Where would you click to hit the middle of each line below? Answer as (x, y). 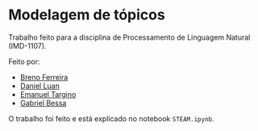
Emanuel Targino (48, 94)
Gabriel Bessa (43, 103)
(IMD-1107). (27, 45)
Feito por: (24, 61)
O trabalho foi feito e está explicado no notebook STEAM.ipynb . (112, 118)
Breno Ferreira (44, 77)
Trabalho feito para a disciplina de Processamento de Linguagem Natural (129, 37)
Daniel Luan (40, 86)
